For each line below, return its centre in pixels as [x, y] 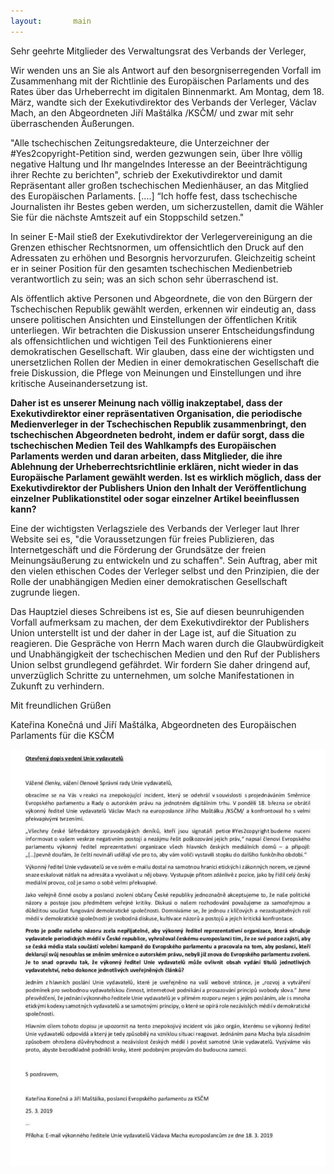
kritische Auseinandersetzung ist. [79, 383]
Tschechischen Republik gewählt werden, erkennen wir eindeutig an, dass [163, 309]
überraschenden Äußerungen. [72, 123]
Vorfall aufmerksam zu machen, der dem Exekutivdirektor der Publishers [160, 622]
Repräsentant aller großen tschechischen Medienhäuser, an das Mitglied [159, 185]
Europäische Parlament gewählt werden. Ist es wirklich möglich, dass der [166, 477]
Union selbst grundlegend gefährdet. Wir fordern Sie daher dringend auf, [160, 664]
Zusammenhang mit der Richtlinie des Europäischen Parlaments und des [160, 81]
